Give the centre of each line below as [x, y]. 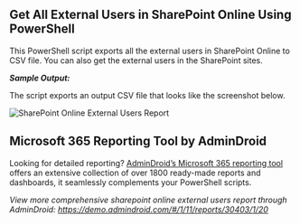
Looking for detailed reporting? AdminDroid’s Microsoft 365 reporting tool [146, 163]
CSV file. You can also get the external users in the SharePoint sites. [136, 60]
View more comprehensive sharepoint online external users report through [148, 200]
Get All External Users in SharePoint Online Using [150, 15]
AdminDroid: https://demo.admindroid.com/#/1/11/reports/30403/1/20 [139, 209]
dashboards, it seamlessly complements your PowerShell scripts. [131, 182]
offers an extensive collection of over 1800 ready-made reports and [135, 173]
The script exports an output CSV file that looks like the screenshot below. [147, 95]
